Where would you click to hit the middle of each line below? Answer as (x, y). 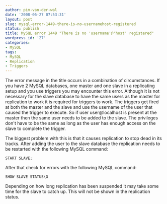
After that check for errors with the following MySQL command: (71, 168)
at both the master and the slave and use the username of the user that (79, 107)
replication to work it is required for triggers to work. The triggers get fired (82, 102)
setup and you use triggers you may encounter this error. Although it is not (82, 91)
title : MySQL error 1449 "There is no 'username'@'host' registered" (80, 33)
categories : (18, 43)
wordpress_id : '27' (26, 38)
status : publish (22, 29)
